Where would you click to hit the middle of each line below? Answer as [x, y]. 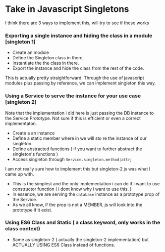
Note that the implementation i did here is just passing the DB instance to [80, 113]
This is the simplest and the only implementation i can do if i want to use [86, 183]
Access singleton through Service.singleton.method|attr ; [72, 159]
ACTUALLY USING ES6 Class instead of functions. [64, 245]
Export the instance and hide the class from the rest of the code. [78, 68]
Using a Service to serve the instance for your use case [73, 96]
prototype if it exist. [32, 210]
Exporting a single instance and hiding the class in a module [79, 36]
